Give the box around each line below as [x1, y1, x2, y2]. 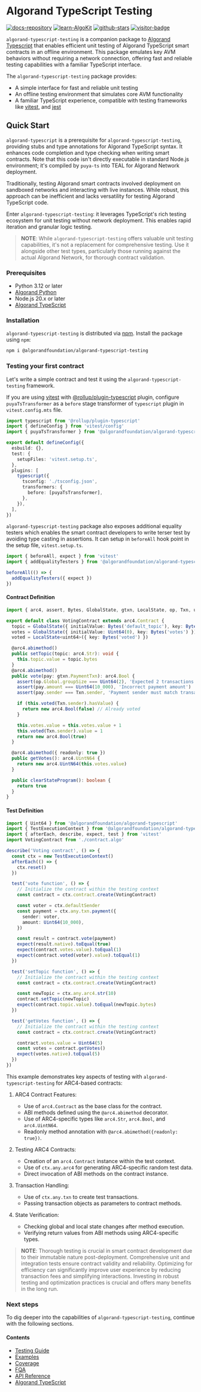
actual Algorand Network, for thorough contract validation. [20, 254, 166, 261]
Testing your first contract [6, 362, 84, 370]
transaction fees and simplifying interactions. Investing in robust [20, 1272, 179, 1280]
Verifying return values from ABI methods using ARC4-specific [23, 1229, 179, 1236]
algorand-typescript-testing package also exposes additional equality [6, 523, 182, 530]
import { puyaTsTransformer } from [6, 429, 95, 435]
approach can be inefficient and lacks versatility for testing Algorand [6, 193, 175, 200]
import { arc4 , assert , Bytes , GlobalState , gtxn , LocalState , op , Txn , [6, 607, 191, 613]
